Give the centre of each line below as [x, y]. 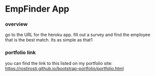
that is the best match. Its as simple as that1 [49, 40]
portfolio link [20, 53]
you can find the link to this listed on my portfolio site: [59, 63]
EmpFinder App [37, 9]
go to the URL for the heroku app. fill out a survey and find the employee [78, 35]
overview [16, 24]
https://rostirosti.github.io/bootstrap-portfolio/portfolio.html [65, 68]
